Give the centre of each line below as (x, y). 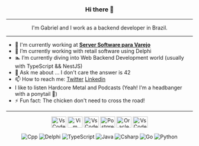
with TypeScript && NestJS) (49, 66)
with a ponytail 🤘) (36, 94)
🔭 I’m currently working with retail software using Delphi (83, 51)
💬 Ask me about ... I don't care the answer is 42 (73, 73)
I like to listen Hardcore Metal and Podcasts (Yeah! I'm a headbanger (98, 87)
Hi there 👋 (99, 9)
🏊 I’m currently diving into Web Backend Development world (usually (99, 58)
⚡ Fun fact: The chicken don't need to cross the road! (80, 100)
